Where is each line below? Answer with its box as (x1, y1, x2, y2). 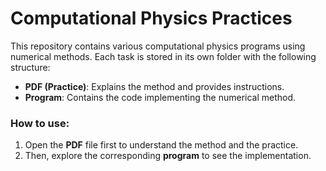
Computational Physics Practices (10, 7, 293, 30)
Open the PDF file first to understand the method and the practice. (24, 139, 299, 151)
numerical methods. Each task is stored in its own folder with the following (10, 50, 317, 62)
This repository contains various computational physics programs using (10, 40, 306, 52)
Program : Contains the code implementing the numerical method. (24, 91, 297, 103)
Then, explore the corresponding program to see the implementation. (24, 150, 312, 162)
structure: (10, 61, 51, 73)
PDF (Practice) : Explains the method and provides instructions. (24, 80, 285, 92)
